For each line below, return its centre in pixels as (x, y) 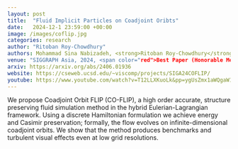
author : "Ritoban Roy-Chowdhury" (57, 47)
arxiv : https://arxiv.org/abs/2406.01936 (69, 67)
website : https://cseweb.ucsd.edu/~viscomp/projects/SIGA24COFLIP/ (109, 73)
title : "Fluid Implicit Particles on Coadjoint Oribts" (93, 21)
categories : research (39, 40)
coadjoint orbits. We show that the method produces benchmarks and (109, 130)
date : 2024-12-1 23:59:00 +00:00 (60, 27)
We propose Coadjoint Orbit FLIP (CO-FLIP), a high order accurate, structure (119, 100)
